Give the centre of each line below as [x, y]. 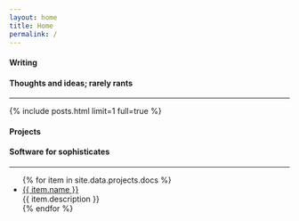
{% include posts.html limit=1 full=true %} [85, 111]
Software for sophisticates [60, 151]
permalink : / [33, 34]
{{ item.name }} [50, 189]
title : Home [31, 26]
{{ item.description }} [61, 199]
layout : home [33, 17]
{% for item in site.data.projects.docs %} [97, 180]
